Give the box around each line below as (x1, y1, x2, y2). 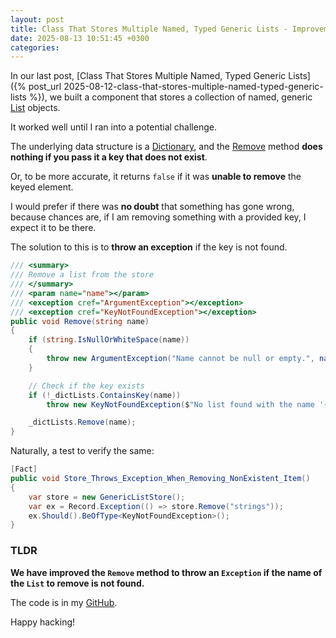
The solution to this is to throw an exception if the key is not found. (10, 241, 288, 253)
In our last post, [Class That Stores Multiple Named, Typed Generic (10, 70, 287, 82)
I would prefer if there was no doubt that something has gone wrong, (10, 201, 295, 213)
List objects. (10, 102, 61, 114)
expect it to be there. (10, 222, 97, 234)
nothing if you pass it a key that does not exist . (10, 151, 208, 163)
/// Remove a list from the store (10, 270, 155, 280)
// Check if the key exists (28, 381, 145, 391)
